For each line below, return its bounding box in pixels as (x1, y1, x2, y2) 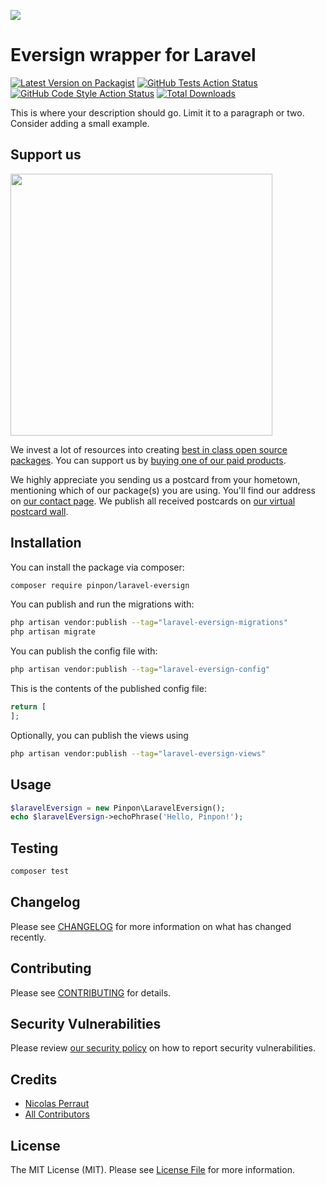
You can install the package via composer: (10, 561, 185, 573)
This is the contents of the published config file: (10, 683, 207, 695)
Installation (10, 535, 82, 552)
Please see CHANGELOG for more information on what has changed (10, 920, 292, 932)
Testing (10, 840, 59, 857)
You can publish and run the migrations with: (10, 598, 195, 610)
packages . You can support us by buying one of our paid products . (10, 454, 287, 466)
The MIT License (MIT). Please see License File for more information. (10, 1164, 295, 1175)
